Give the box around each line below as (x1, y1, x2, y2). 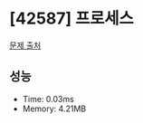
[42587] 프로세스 (9, 8, 134, 29)
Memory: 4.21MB (22, 103, 87, 114)
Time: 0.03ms (22, 93, 74, 104)
